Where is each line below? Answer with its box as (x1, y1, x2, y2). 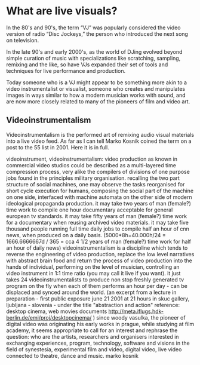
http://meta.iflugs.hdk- (108, 308, 164, 315)
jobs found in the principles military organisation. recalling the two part (6, 174, 180, 182)
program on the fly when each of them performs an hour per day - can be (6, 282, 188, 289)
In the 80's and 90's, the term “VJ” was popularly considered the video (6, 24, 181, 31)
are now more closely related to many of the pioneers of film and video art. (6, 97, 190, 105)
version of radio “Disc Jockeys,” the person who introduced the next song (6, 30, 188, 37)
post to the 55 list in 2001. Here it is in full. (6, 143, 109, 151)
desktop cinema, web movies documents (6, 308, 107, 315)
